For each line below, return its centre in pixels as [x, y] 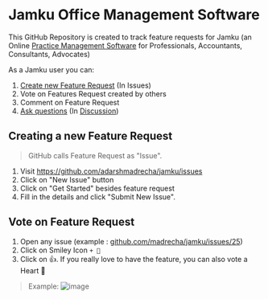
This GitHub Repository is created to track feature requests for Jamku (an [130, 37]
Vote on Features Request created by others [93, 93]
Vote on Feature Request [72, 222]
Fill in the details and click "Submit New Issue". [97, 197]
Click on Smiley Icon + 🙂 [60, 250]
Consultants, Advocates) [49, 54]
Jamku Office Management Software [134, 15]
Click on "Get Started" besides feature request [97, 188]
